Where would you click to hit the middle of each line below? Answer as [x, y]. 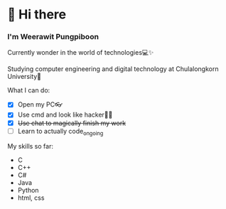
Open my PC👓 [40, 104]
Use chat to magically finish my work [72, 123]
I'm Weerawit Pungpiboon [53, 37]
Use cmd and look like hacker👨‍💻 [65, 115]
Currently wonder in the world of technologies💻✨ [81, 53]
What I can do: [29, 90]
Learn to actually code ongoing [60, 132]
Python [28, 191]
